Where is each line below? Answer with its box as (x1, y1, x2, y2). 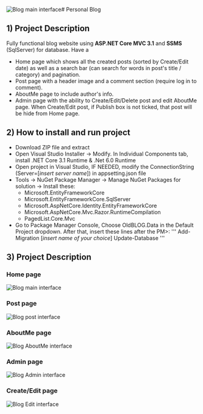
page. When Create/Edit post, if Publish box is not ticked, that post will (15, 103, 193, 110)
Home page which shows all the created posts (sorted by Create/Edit (15, 58, 189, 65)
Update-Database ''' (113, 234, 165, 241)
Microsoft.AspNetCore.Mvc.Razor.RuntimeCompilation (24, 208, 162, 216)
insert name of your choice (42, 234, 111, 241)
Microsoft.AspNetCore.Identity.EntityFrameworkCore (24, 202, 157, 209)
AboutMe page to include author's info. (15, 90, 114, 98)
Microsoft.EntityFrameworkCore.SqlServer (24, 195, 131, 202)
